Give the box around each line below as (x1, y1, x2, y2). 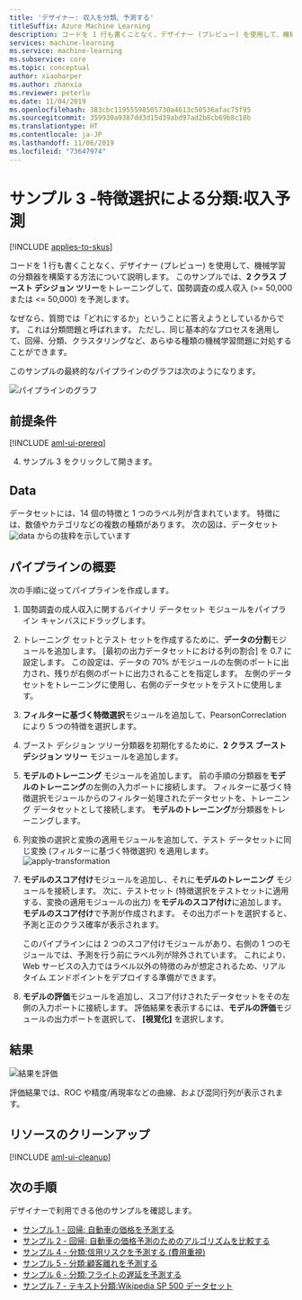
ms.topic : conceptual (9, 64, 91, 73)
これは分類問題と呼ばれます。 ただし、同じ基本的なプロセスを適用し (26, 324, 280, 334)
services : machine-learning (9, 38, 115, 48)
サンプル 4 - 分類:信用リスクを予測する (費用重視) (22, 1247, 206, 1258)
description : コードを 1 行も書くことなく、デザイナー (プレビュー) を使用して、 (9, 30, 283, 39)
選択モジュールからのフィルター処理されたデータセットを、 (30, 793, 251, 803)
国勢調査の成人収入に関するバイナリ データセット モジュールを (22, 604, 255, 614)
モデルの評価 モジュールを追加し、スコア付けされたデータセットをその (22, 991, 282, 1002)
